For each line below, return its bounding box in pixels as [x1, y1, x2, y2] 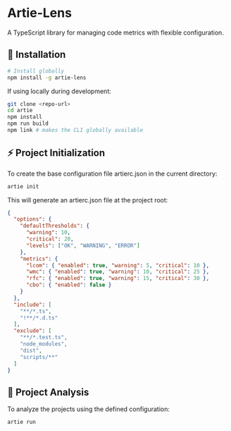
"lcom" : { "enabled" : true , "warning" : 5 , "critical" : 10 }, [25, 262, 210, 269]
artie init [7, 183, 39, 190]
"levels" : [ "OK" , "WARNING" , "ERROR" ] [25, 242, 140, 249]
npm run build [7, 120, 49, 128]
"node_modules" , [20, 341, 68, 348]
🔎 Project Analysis [7, 386, 89, 398]
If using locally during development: [7, 87, 111, 95]
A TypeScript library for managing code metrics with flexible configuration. [7, 28, 224, 37]
